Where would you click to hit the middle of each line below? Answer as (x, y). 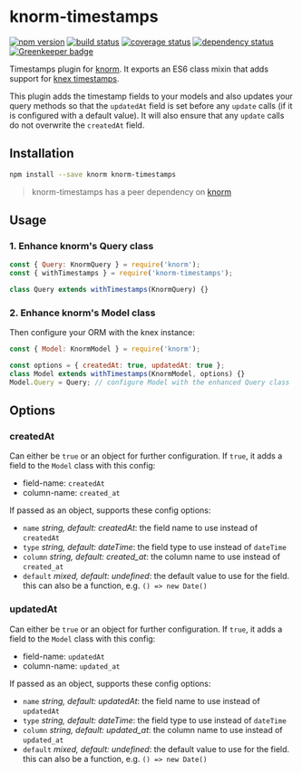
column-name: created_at (71, 493)
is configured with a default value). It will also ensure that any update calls (147, 115)
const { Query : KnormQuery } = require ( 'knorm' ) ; (105, 265)
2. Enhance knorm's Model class (83, 313)
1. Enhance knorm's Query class (82, 246)
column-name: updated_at (71, 666)
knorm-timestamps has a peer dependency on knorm (132, 191)
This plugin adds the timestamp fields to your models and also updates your (151, 96)
